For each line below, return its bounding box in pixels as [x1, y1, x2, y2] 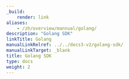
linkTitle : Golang [6, 36, 52, 42]
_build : [6, 8, 26, 15]
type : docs [6, 58, 33, 64]
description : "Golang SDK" [6, 31, 73, 37]
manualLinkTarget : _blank [6, 48, 70, 53]
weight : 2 [6, 64, 31, 70]
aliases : [6, 20, 28, 26]
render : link [17, 14, 49, 20]
